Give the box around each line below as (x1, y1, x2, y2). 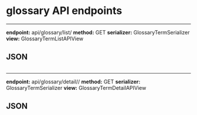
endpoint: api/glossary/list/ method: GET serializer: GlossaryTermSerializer (6, 29, 190, 36)
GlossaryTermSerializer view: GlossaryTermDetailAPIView (6, 84, 147, 91)
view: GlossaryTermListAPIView (6, 35, 84, 42)
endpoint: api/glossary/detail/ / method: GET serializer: (6, 78, 141, 85)
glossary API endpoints (6, 4, 123, 18)
